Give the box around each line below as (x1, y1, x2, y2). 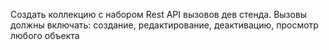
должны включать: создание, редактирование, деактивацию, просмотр (10, 19, 319, 31)
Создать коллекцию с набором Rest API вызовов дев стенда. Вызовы (10, 9, 308, 20)
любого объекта (10, 30, 80, 41)
